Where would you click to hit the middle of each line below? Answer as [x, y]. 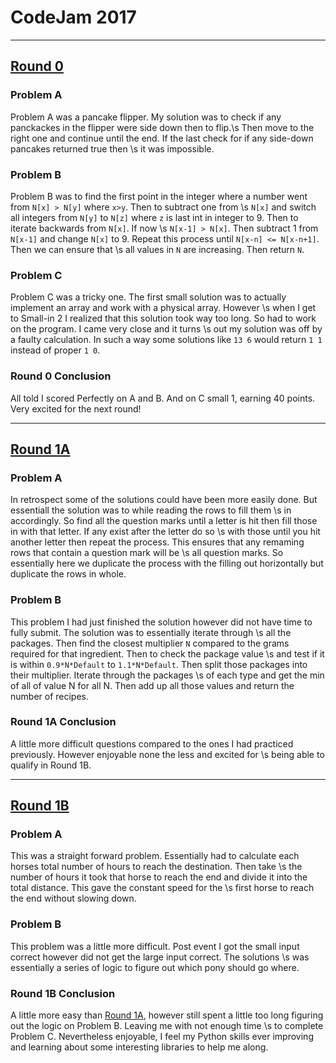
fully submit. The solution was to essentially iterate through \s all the [151, 632]
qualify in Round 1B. [51, 765]
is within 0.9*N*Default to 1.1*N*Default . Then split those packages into [159, 664]
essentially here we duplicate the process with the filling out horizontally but [167, 563]
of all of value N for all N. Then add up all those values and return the [152, 685]
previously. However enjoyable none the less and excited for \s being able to [167, 754]
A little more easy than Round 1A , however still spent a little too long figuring [167, 1015]
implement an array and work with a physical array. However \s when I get [163, 308]
